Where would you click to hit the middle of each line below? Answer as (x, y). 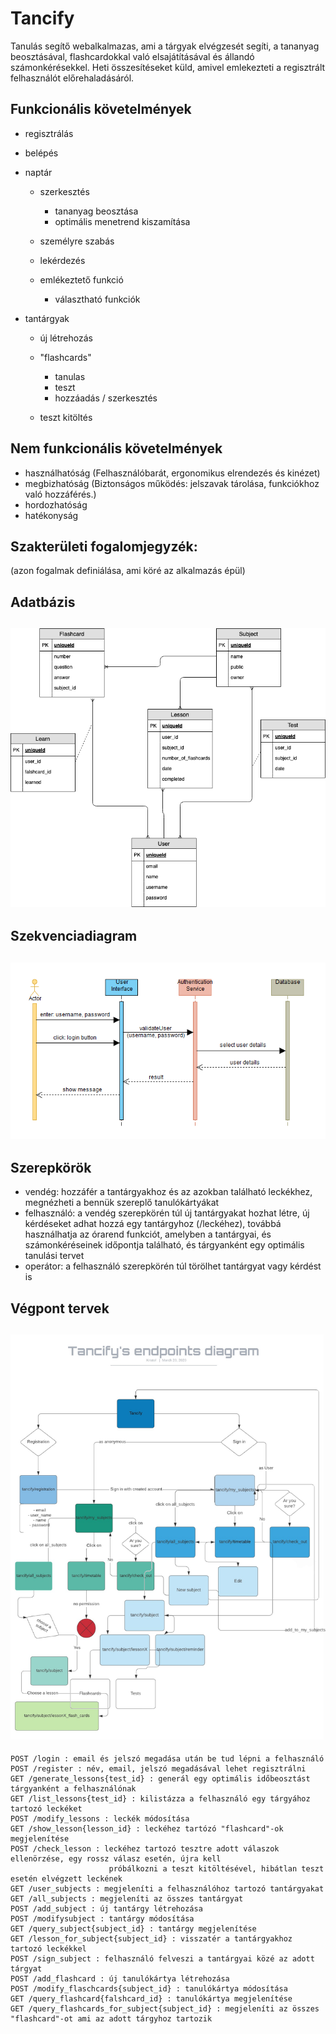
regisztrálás (49, 133)
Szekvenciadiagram (74, 936)
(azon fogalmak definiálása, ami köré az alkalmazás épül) (128, 571)
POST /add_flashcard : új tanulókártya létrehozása (120, 1979)
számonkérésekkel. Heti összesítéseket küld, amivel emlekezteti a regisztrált (168, 67)
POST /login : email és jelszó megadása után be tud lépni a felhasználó (167, 1759)
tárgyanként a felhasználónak (73, 1789)
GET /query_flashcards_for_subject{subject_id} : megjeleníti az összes (165, 2009)
